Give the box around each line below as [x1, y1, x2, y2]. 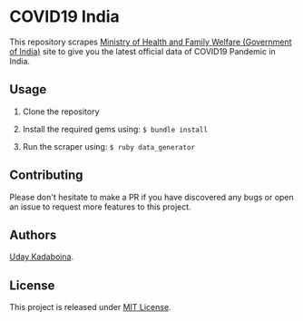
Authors [9, 227, 57, 242]
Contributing [9, 168, 83, 183]
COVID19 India [9, 6, 120, 27]
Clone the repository [22, 106, 100, 117]
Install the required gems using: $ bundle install [22, 123, 209, 134]
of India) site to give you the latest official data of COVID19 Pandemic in [9, 45, 277, 56]
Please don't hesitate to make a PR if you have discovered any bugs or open [9, 191, 295, 202]
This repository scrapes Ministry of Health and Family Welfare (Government [9, 36, 292, 47]
